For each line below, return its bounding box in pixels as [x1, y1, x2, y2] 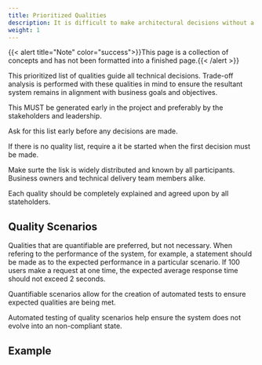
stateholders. [8, 197, 51, 206]
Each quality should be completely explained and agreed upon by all [8, 189, 229, 199]
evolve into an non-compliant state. [8, 321, 123, 330]
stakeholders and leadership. [8, 111, 102, 121]
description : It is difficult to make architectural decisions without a [8, 19, 255, 27]
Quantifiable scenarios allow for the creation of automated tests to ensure [8, 290, 246, 299]
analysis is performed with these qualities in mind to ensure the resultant [8, 79, 243, 89]
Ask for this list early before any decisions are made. [8, 126, 178, 136]
